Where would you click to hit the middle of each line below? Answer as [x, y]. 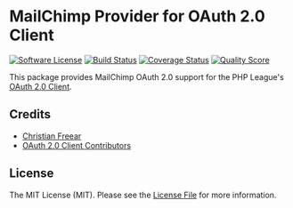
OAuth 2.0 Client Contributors [77, 145]
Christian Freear [52, 136]
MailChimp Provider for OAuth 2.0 [137, 16]
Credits [30, 114]
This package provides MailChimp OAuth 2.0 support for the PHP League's [147, 76]
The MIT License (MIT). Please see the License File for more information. [143, 195]
